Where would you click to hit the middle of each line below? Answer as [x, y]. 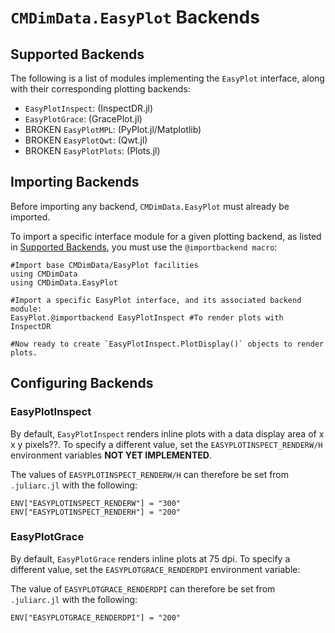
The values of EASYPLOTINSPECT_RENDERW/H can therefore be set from [150, 474]
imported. [30, 217]
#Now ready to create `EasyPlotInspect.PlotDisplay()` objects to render [167, 344]
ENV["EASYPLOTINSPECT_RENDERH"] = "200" [96, 512]
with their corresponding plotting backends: [100, 89]
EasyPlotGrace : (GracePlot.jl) [83, 119]
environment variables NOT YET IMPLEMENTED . [111, 455]
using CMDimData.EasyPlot [64, 282]
